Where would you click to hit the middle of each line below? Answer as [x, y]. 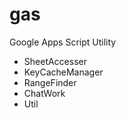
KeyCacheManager [63, 72]
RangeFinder [50, 82]
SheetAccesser [55, 61]
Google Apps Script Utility [63, 42]
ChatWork [44, 93]
